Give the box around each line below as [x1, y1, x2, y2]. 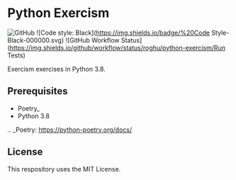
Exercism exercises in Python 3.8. [7, 64, 106, 73]
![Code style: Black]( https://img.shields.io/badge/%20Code [36, 28, 210, 37]
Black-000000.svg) [7, 35, 64, 44]
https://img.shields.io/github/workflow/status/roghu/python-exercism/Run [9, 43, 225, 52]
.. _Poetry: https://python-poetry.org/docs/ [7, 125, 133, 134]
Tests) [7, 51, 26, 60]
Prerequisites [7, 85, 68, 97]
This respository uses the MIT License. [7, 164, 121, 173]
